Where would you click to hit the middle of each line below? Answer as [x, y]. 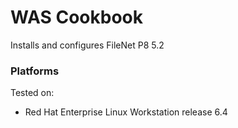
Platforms [35, 71]
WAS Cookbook [77, 17]
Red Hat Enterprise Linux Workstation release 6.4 [126, 112]
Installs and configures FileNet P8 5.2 [87, 45]
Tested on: [32, 93]
